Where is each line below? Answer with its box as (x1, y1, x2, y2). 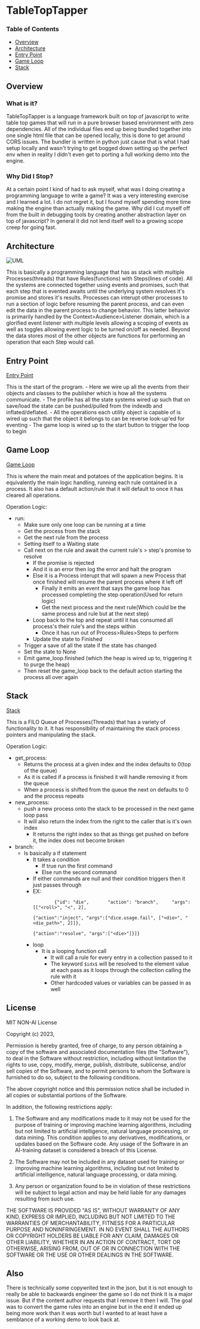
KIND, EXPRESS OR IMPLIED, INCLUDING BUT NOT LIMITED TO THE (6, 1213, 176, 1220)
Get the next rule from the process (23, 533, 109, 541)
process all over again (23, 673, 79, 680)
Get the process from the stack (23, 527, 100, 534)
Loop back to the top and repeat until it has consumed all (32, 616, 173, 624)
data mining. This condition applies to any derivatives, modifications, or (14, 1134, 190, 1141)
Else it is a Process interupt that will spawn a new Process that (32, 572, 186, 579)
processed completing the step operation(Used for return (41, 591, 183, 598)
